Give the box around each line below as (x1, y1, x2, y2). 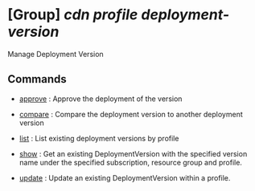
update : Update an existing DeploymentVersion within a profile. (19, 173, 231, 182)
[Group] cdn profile (7, 6, 138, 24)
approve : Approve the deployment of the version (19, 94, 183, 104)
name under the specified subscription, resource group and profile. (19, 157, 243, 167)
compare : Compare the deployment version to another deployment (19, 109, 243, 119)
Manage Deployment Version (7, 49, 104, 59)
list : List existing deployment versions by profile (19, 133, 179, 143)
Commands (7, 72, 68, 86)
